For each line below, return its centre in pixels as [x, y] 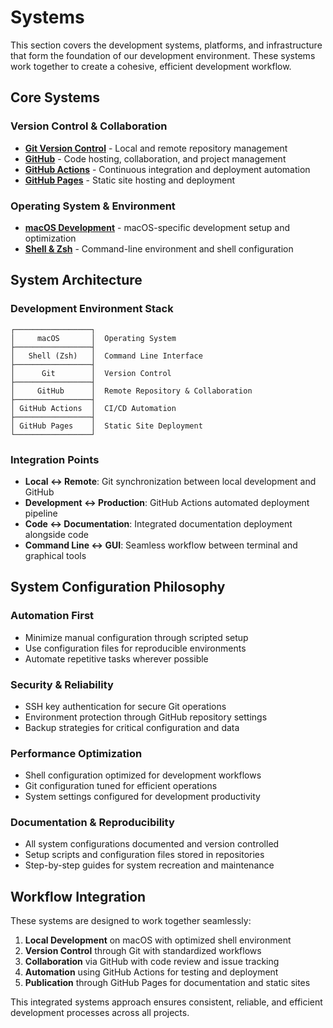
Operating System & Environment [93, 206]
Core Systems [55, 97]
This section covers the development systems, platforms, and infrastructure [166, 45]
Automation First [52, 616]
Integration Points [55, 459]
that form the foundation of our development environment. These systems [163, 55]
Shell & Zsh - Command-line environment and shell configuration [159, 248]
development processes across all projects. [100, 1013]
